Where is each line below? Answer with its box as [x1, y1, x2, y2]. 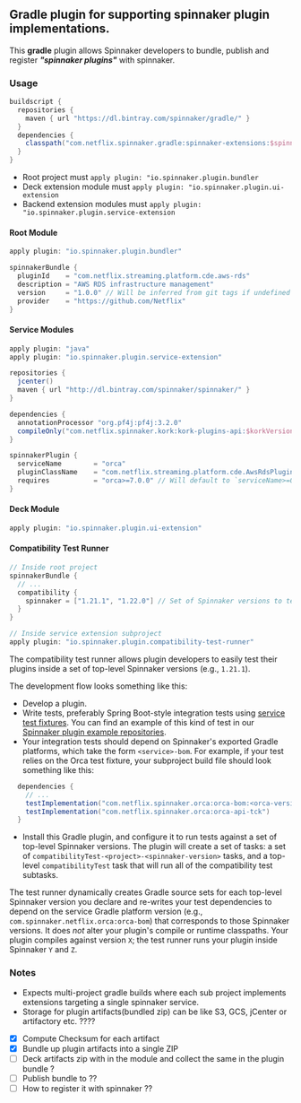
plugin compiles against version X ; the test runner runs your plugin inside [9, 934, 278, 945]
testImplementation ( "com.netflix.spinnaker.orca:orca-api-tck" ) [25, 807, 271, 816]
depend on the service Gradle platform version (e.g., [9, 906, 203, 917]
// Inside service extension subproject [9, 630, 163, 638]
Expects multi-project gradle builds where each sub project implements [21, 986, 287, 998]
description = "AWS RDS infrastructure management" [17, 280, 215, 289]
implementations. [9, 22, 110, 37]
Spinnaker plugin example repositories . [21, 726, 168, 737]
